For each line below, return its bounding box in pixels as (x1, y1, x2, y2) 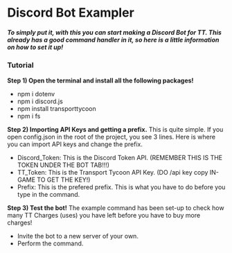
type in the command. (17, 190, 80, 198)
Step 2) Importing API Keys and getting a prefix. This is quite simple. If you (7, 125, 224, 133)
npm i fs (17, 112, 41, 120)
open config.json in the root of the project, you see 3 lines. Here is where (7, 132, 216, 141)
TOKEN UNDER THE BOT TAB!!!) (17, 161, 109, 169)
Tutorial (7, 60, 34, 70)
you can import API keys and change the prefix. (7, 140, 143, 148)
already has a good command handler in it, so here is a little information (7, 35, 220, 44)
